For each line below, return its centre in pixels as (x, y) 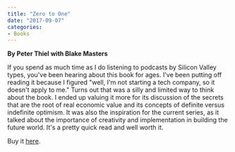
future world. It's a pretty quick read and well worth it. (85, 127)
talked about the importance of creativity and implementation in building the (117, 120)
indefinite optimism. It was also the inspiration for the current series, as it (113, 112)
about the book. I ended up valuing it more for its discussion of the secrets (115, 98)
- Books (19, 34)
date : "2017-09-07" (36, 21)
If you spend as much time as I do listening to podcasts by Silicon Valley (112, 67)
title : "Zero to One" (39, 14)
